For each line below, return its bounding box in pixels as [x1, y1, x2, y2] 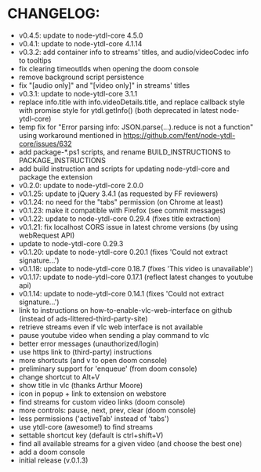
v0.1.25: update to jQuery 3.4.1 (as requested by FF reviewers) [18, 189, 219, 198]
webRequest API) [18, 231, 75, 240]
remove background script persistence [18, 72, 144, 82]
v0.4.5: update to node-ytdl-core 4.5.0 [18, 31, 143, 40]
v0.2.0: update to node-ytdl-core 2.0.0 [18, 180, 144, 190]
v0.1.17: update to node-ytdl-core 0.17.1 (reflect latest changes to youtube [18, 272, 254, 281]
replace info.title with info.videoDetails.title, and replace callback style [18, 97, 245, 107]
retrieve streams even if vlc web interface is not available [18, 322, 203, 332]
